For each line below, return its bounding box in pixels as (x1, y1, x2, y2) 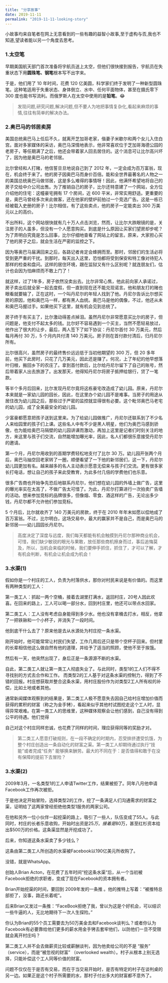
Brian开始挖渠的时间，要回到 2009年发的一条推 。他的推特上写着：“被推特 (5, 886, 158, 892)
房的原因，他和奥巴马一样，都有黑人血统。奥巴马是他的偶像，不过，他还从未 (5, 297, 163, 303)
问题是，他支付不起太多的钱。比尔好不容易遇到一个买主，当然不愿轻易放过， (5, 320, 163, 326)
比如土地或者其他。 (13, 685, 53, 691)
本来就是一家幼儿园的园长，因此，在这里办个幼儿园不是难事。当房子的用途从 (5, 391, 163, 397)
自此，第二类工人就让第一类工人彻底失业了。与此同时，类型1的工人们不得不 (5, 666, 160, 672)
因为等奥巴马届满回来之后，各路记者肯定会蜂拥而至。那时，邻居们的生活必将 (5, 249, 163, 255)
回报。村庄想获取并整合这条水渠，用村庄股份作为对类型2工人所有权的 (13, 679, 157, 685)
